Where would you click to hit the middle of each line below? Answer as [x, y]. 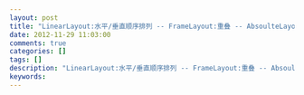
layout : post [34, 18]
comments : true [38, 43]
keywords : [28, 77]
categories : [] [38, 52]
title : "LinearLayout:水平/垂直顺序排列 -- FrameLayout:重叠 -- [126, 26]
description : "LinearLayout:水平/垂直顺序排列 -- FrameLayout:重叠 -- [138, 69]
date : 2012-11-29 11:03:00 [60, 34]
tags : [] [26, 60]
